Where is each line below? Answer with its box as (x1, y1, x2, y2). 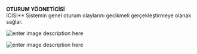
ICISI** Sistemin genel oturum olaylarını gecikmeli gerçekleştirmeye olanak (6, 12, 192, 19)
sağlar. (6, 18, 23, 25)
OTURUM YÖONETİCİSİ (6, 6, 65, 12)
